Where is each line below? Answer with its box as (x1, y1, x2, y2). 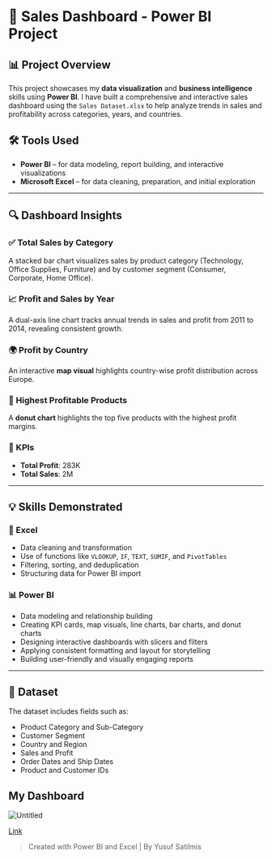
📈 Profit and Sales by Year (8, 294, 115, 305)
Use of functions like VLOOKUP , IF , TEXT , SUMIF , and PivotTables (19, 552, 227, 561)
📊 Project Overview (8, 58, 111, 71)
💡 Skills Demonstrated (8, 500, 123, 514)
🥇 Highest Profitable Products (8, 395, 128, 406)
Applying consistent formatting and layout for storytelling (19, 645, 210, 655)
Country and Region (19, 740, 87, 749)
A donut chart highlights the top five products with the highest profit (8, 413, 237, 423)
